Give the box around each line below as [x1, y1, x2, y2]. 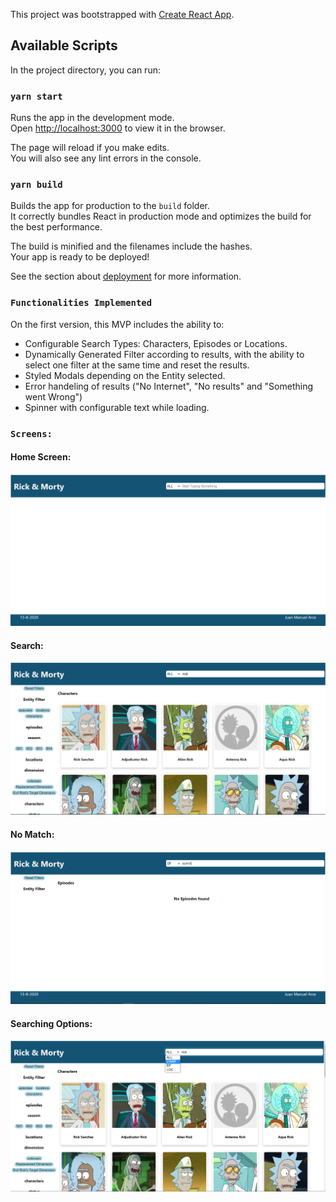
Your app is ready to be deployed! [10, 251, 150, 263]
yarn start [10, 90, 63, 102]
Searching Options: [10, 1017, 93, 1029]
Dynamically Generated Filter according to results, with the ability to [24, 348, 305, 360]
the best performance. [10, 221, 103, 233]
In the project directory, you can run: [10, 64, 161, 76]
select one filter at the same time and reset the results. [24, 359, 250, 371]
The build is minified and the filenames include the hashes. [10, 240, 253, 253]
